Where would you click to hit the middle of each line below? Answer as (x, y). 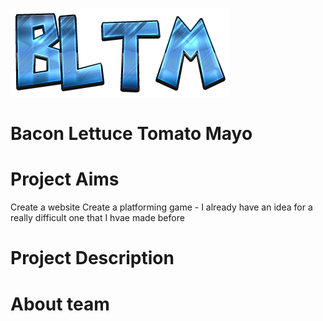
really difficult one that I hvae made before (97, 218)
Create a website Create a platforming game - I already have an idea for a (161, 207)
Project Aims (65, 179)
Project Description (92, 258)
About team (60, 304)
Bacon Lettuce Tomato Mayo (131, 134)
